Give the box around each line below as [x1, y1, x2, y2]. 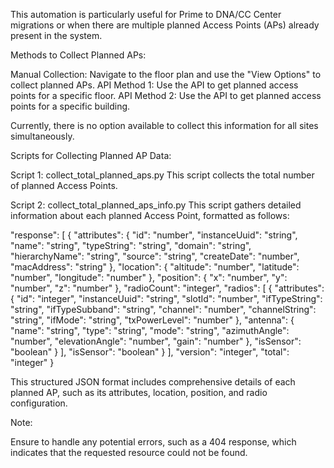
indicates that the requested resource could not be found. [10, 447, 248, 458]
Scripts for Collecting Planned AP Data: [10, 150, 172, 161]
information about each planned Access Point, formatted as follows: [10, 210, 290, 221]
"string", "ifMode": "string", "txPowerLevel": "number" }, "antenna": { [10, 314, 295, 326]
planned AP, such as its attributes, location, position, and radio [10, 387, 268, 398]
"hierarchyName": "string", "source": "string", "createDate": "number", [10, 250, 300, 262]
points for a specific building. [10, 100, 131, 112]
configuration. [10, 397, 68, 409]
